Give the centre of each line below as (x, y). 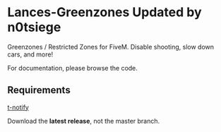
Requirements (39, 90)
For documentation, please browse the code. (72, 68)
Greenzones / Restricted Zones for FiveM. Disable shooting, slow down (110, 47)
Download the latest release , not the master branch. (84, 121)
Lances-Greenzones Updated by (105, 12)
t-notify (18, 107)
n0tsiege (34, 27)
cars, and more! (30, 54)
